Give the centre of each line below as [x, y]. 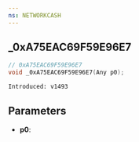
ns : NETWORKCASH [35, 15]
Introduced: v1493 [38, 87]
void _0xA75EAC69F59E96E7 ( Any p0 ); [66, 73]
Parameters [37, 111]
